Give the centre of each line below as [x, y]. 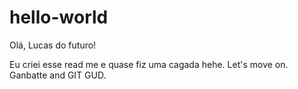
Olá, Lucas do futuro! [53, 45]
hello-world [59, 17]
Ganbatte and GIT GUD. [58, 75]
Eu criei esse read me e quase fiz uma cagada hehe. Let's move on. [149, 64]
